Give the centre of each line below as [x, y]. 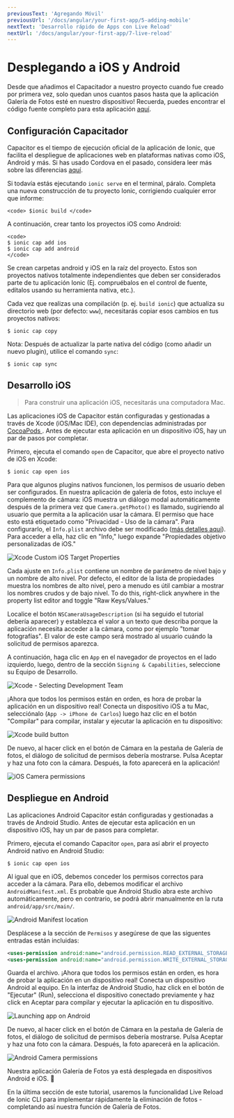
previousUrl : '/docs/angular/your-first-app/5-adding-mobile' [99, 20]
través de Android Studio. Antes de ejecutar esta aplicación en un [101, 822]
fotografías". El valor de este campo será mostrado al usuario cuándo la [110, 636]
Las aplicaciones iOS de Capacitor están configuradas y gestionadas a [109, 416]
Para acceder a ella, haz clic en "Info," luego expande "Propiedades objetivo [117, 536]
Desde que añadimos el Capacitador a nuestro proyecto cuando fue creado [116, 87]
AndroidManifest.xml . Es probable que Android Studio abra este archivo [110, 891]
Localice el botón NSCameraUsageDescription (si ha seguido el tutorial [106, 614]
